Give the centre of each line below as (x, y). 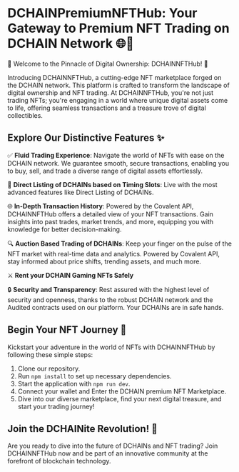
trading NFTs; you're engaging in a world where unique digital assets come (118, 100)
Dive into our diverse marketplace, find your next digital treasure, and (119, 398)
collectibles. (25, 115)
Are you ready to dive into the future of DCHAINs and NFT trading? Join (113, 446)
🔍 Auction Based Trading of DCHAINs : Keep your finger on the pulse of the (119, 243)
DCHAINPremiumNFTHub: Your (102, 13)
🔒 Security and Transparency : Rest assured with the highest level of (108, 289)
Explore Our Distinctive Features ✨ (86, 138)
